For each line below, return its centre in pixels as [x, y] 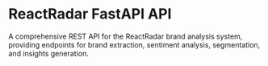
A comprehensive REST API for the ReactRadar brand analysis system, [126, 36]
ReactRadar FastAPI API [90, 14]
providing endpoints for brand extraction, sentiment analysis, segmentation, [134, 44]
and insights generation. [48, 53]
